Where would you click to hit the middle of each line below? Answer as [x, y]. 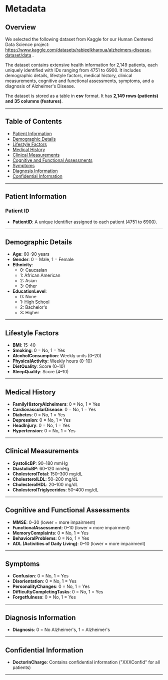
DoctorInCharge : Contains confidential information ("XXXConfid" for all [86, 662]
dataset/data [18, 55]
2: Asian [28, 281]
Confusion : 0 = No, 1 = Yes [40, 576]
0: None [28, 297]
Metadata [25, 9]
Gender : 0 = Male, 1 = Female [43, 259]
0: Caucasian [33, 270]
